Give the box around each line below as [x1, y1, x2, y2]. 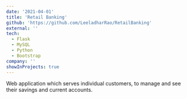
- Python [11, 47, 33, 53]
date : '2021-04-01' [6, 8, 54, 15]
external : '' [6, 25, 38, 31]
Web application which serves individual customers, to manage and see [6, 80, 182, 87]
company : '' [6, 58, 36, 64]
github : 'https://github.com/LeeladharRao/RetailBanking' [6, 20, 152, 25]
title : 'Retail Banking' [6, 14, 67, 20]
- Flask [11, 36, 31, 42]
